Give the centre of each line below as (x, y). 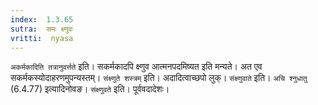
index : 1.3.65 (42, 19)
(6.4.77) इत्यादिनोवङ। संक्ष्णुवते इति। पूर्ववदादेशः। (90, 89)
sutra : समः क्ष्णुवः (42, 29)
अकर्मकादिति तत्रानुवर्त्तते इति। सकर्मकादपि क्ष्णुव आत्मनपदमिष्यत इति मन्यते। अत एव (136, 67)
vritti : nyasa (42, 38)
